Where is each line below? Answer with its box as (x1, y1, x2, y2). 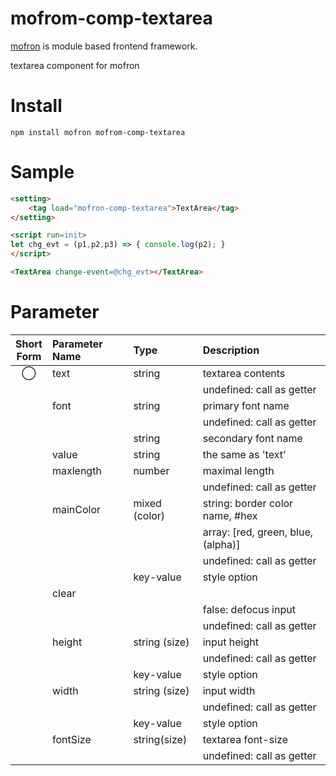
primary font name (202, 398, 290, 412)
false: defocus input (202, 602, 296, 616)
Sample (10, 161, 75, 184)
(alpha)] (202, 537, 241, 551)
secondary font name (202, 431, 303, 445)
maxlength (51, 463, 102, 477)
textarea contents (202, 366, 286, 380)
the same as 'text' (202, 447, 287, 461)
